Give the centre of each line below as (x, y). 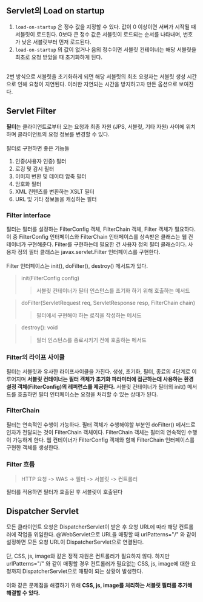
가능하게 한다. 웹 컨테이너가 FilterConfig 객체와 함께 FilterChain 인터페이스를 (104, 440)
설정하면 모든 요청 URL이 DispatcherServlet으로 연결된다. (75, 542)
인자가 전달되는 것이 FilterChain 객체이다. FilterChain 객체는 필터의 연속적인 (96, 432)
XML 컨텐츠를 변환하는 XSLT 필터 (55, 191)
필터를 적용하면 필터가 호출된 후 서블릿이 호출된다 (65, 491)
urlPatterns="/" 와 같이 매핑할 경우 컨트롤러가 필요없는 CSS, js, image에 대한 (98, 563)
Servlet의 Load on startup (55, 11)
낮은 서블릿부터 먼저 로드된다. (56, 42)
